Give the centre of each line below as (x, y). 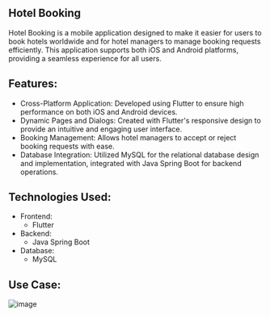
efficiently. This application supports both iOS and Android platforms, (123, 50)
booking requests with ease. (67, 146)
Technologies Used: (60, 197)
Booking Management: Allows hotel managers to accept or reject (128, 137)
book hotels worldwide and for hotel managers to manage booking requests (135, 41)
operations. (39, 172)
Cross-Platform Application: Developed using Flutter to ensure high (132, 103)
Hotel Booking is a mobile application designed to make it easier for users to (135, 32)
